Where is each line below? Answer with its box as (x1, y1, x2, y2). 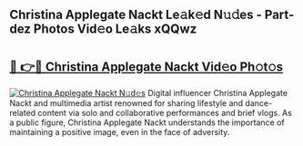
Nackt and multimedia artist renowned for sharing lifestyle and (9, 98, 244, 108)
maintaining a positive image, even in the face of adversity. (9, 127, 230, 137)
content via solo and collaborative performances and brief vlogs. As (37, 108, 293, 118)
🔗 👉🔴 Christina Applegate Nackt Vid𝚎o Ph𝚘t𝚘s (9, 59, 284, 74)
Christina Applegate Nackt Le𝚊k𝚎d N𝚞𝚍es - (9, 7, 262, 23)
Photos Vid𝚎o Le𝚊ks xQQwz (33, 22, 197, 37)
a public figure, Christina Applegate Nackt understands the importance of (9, 117, 285, 128)
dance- (245, 98, 273, 108)
